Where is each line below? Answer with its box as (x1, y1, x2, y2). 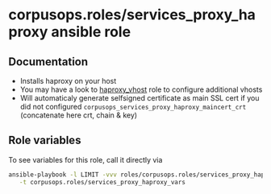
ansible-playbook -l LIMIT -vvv (8, 171, 117, 179)
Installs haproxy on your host (19, 76, 117, 85)
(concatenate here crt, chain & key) (19, 110, 138, 120)
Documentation (8, 55, 89, 68)
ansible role (51, 23, 131, 41)
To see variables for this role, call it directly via (8, 155, 163, 164)
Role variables (8, 134, 81, 147)
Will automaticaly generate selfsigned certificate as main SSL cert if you (19, 93, 260, 102)
